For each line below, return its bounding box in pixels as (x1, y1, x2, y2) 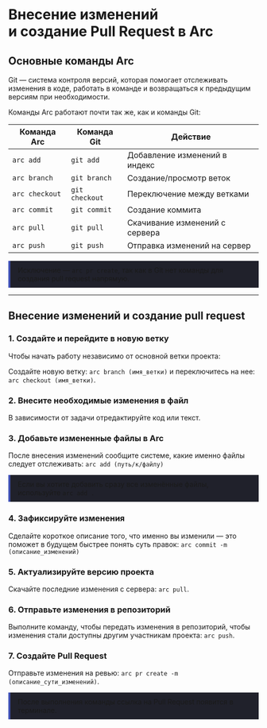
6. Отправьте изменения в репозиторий (8, 604, 171, 615)
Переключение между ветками (126, 188, 250, 199)
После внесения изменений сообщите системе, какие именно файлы (8, 451, 245, 460)
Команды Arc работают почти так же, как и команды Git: (8, 107, 201, 117)
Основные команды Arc (8, 54, 134, 68)
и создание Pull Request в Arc (8, 22, 214, 41)
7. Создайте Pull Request (8, 650, 107, 661)
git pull (71, 223, 104, 232)
